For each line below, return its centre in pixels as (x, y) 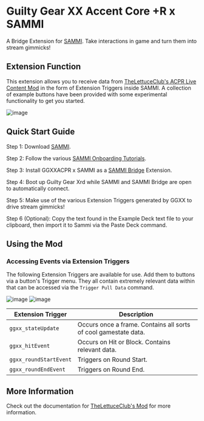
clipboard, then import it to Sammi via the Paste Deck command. (87, 225)
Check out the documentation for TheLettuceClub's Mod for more (89, 406)
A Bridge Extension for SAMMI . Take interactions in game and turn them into (102, 41)
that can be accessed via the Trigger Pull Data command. (80, 288)
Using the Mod (35, 244)
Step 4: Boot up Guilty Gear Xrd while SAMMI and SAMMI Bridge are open (99, 182)
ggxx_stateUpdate (34, 328)
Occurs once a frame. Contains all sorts (134, 325)
